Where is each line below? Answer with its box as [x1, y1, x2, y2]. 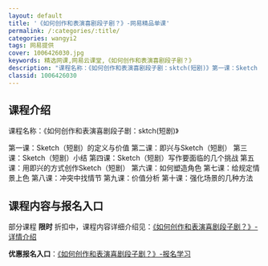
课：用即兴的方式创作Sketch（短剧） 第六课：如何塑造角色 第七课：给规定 [8, 163, 254, 173]
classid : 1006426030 [8, 72, 78, 80]
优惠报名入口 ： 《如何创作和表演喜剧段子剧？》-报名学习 [8, 249, 191, 259]
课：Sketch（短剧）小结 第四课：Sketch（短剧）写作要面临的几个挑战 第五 [8, 153, 255, 163]
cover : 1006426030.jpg [8, 49, 84, 57]
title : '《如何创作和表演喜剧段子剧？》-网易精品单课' [8, 19, 170, 27]
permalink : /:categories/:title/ [8, 27, 120, 35]
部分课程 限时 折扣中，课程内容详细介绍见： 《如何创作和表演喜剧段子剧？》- [8, 222, 258, 231]
